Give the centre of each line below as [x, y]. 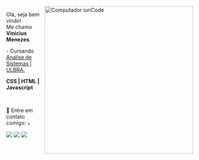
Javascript [20, 87]
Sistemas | [19, 63]
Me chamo [19, 27]
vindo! [14, 21]
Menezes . [19, 40]
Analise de [19, 57]
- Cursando [20, 51]
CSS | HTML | [23, 81]
